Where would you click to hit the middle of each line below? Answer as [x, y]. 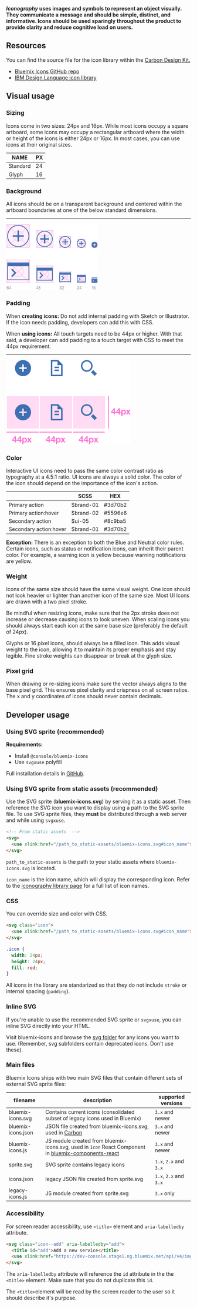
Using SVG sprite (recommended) [55, 731]
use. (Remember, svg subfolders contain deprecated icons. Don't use [90, 1043]
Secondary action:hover [38, 529]
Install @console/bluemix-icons [51, 756]
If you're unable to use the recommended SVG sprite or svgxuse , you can [94, 1019]
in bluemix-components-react [82, 1153]
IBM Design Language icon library [55, 77]
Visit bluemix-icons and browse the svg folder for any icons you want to [93, 1037]
